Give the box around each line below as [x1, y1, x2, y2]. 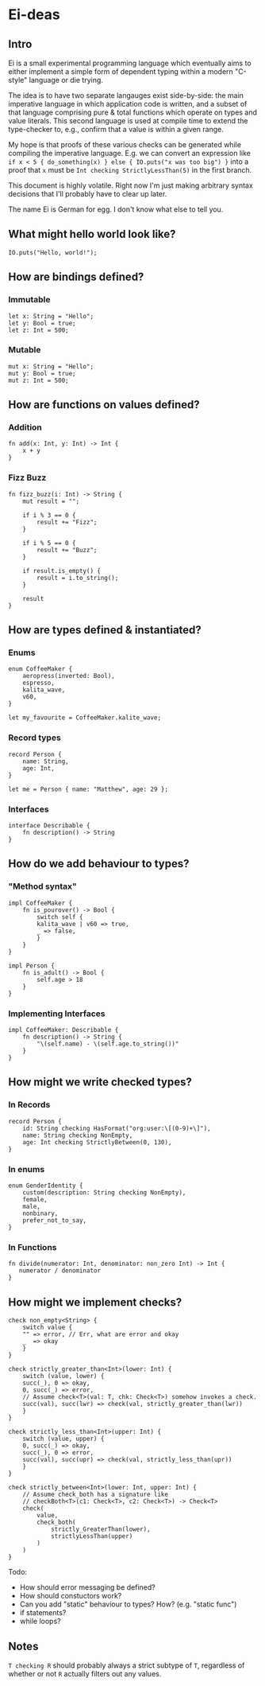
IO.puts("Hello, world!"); [8, 248, 98, 256]
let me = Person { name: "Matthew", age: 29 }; [8, 785, 169, 793]
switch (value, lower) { [22, 1373, 105, 1380]
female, [22, 1196, 48, 1204]
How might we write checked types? [8, 1076, 192, 1089]
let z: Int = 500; [8, 326, 69, 334]
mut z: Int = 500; [8, 376, 69, 384]
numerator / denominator [18, 1267, 102, 1275]
